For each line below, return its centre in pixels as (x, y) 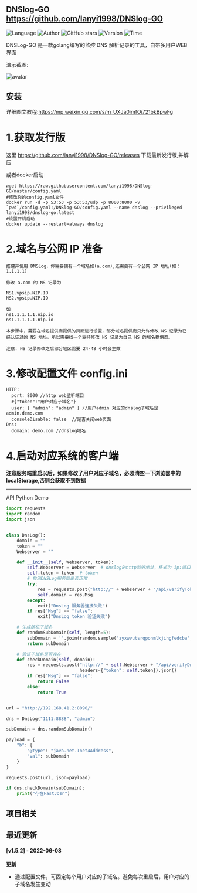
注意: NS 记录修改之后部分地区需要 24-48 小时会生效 (63, 348)
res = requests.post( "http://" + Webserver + (94, 589)
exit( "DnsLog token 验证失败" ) (74, 617)
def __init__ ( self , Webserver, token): (65, 562)
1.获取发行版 (36, 137)
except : (36, 600)
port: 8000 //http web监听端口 (48, 396)
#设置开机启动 (21, 219)
